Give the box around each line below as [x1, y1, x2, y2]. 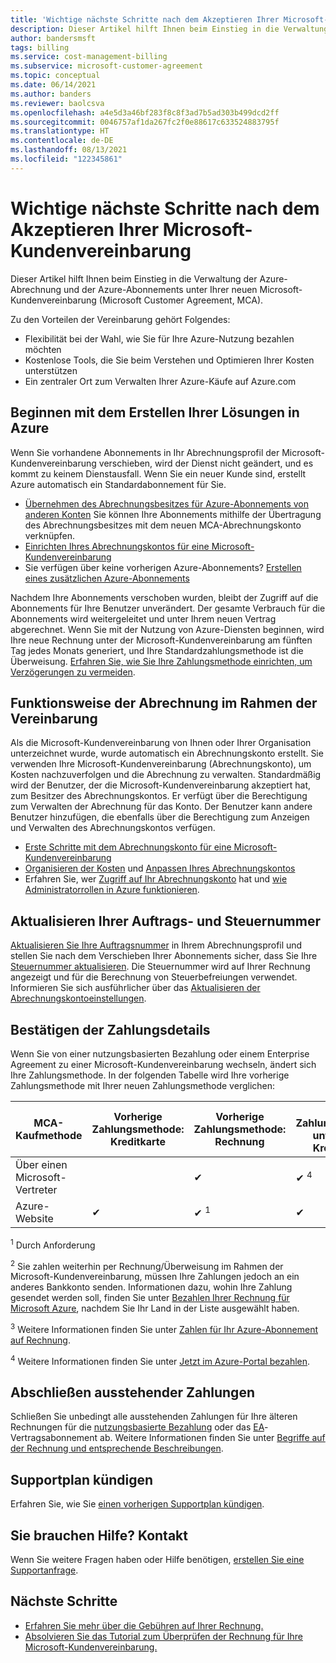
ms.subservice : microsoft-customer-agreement [10, 61, 203, 71]
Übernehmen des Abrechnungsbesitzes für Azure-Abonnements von [24, 497, 310, 510]
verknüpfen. [24, 529, 76, 541]
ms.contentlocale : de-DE [10, 136, 114, 146]
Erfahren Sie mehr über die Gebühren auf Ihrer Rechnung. [24, 1619, 264, 1631]
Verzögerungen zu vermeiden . [10, 666, 136, 678]
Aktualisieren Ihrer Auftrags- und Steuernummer [10, 912, 321, 930]
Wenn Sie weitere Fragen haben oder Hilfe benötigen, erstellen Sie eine [10, 1554, 305, 1565]
